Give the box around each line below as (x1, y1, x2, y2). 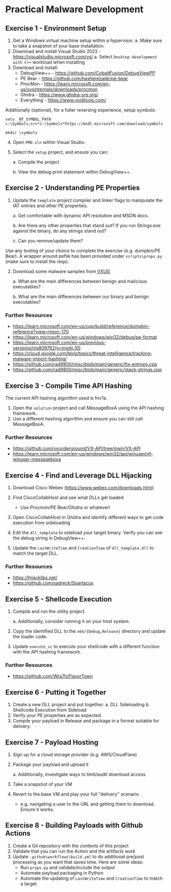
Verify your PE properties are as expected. (12, 712, 102, 718)
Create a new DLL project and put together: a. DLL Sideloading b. (12, 702, 150, 708)
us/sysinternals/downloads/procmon (20, 86, 98, 92)
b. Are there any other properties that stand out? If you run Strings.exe (12, 222, 161, 228)
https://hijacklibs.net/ (12, 575, 58, 581)
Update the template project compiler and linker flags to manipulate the (12, 197, 163, 203)
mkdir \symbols (5, 130, 38, 135)
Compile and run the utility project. (12, 608, 86, 614)
